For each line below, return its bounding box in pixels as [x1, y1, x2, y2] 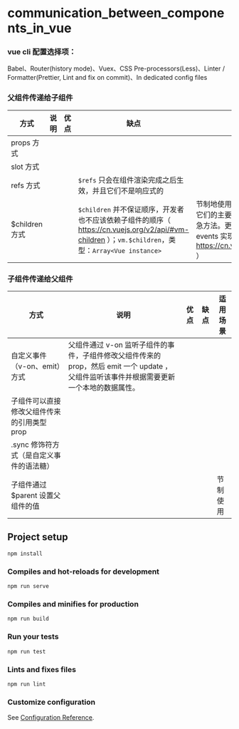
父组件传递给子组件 [7, 93, 73, 103]
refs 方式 [11, 180, 41, 190]
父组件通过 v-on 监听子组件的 [68, 340, 168, 350]
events [196, 231, 219, 241]
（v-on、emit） [11, 361, 60, 371]
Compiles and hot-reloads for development [7, 567, 160, 577]
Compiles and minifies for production [7, 599, 139, 609]
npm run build [7, 615, 50, 623]
